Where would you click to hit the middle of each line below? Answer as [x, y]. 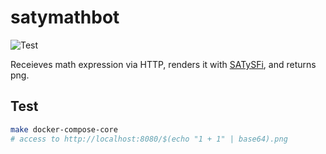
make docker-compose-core [64, 129]
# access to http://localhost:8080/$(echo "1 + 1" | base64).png [149, 139]
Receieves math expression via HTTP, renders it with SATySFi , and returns [163, 64]
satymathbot [65, 17]
